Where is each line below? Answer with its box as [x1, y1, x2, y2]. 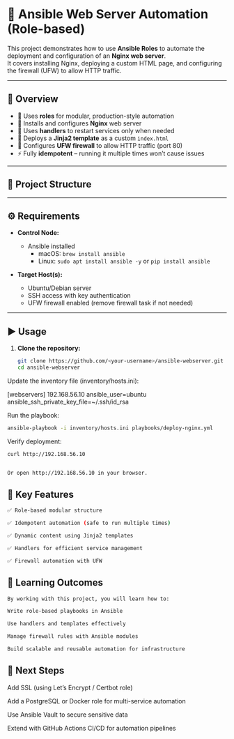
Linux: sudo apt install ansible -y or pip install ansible [38, 257, 210, 266]
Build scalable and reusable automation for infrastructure [7, 646, 186, 653]
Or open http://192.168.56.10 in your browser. [7, 469, 148, 476]
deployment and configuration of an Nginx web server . [7, 52, 166, 60]
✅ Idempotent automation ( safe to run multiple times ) [7, 519, 171, 527]
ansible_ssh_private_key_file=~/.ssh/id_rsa [7, 397, 129, 406]
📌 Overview [7, 93, 58, 105]
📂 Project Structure [7, 178, 92, 190]
